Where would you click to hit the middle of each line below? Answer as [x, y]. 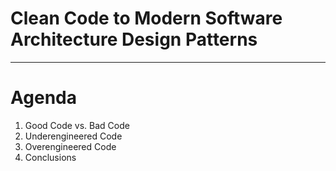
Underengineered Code [73, 136]
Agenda [43, 98]
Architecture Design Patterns [134, 39]
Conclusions [50, 157]
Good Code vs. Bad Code [77, 125]
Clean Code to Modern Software [146, 18]
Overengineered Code [70, 146]
